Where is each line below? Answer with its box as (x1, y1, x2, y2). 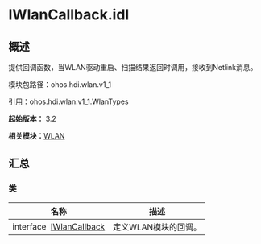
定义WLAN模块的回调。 (112, 221, 202, 233)
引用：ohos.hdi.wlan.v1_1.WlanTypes (8, 97, 129, 106)
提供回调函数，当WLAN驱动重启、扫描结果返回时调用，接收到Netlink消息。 (8, 63, 258, 72)
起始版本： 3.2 (8, 114, 56, 123)
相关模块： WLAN (8, 131, 65, 140)
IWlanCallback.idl (8, 6, 130, 24)
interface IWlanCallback (12, 221, 106, 232)
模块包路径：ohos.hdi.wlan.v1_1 (8, 80, 111, 89)
